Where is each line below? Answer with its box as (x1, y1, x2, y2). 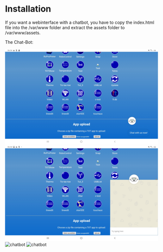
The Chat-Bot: (5, 39, 33, 45)
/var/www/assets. (5, 30, 41, 35)
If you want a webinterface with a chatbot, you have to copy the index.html (5, 19, 154, 25)
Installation (5, 3, 51, 15)
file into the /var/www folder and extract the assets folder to (5, 24, 125, 30)
